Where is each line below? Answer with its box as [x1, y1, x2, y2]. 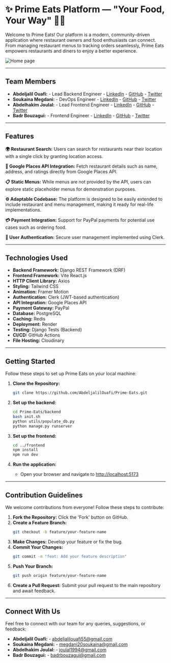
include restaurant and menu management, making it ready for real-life [5, 201, 154, 207]
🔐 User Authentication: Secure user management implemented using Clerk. [5, 234, 165, 240]
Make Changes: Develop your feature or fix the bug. [12, 539, 123, 545]
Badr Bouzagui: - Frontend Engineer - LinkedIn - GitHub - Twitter [12, 112, 150, 118]
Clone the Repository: [12, 381, 60, 387]
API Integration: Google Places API [12, 300, 87, 306]
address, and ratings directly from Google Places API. [5, 168, 118, 174]
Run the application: [12, 461, 57, 467]
